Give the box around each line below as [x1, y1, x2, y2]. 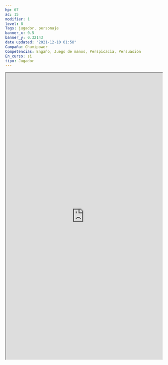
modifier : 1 [5, 16, 30, 21]
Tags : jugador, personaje [5, 26, 59, 31]
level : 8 [5, 21, 23, 26]
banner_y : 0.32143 [5, 35, 43, 40]
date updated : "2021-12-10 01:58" [5, 40, 77, 45]
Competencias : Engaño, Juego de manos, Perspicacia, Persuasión [5, 49, 141, 54]
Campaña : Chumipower [5, 44, 48, 49]
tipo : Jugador [5, 58, 35, 63]
